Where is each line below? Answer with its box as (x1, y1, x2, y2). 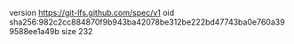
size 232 (60, 26, 93, 36)
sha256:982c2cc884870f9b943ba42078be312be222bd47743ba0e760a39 (9, 17, 286, 27)
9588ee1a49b (9, 26, 60, 36)
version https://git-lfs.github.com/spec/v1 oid (9, 8, 175, 18)
